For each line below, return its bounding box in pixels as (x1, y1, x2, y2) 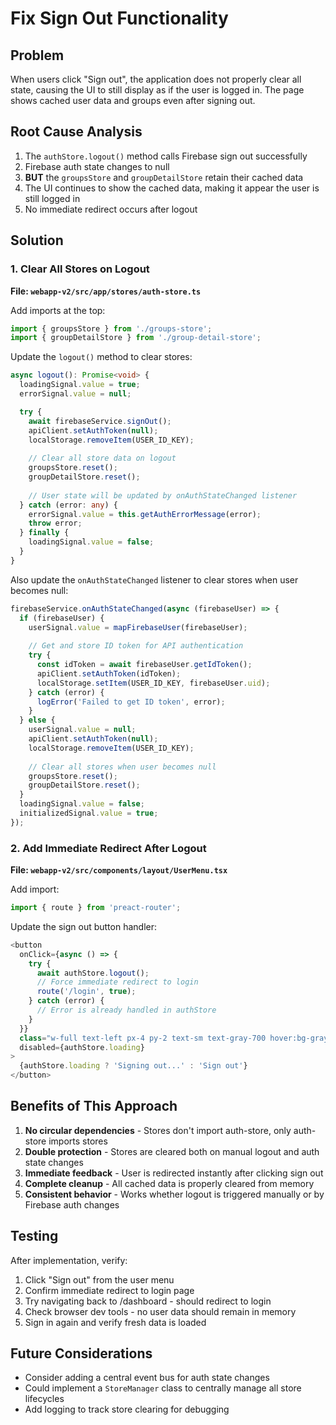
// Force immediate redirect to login (36, 977, 199, 987)
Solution (10, 232, 64, 249)
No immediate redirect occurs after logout (24, 203, 198, 215)
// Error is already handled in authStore (36, 1005, 217, 1016)
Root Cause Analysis (10, 123, 143, 141)
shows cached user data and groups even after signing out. (10, 95, 256, 106)
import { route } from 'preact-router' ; (10, 903, 182, 913)
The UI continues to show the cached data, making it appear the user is (24, 182, 320, 194)
